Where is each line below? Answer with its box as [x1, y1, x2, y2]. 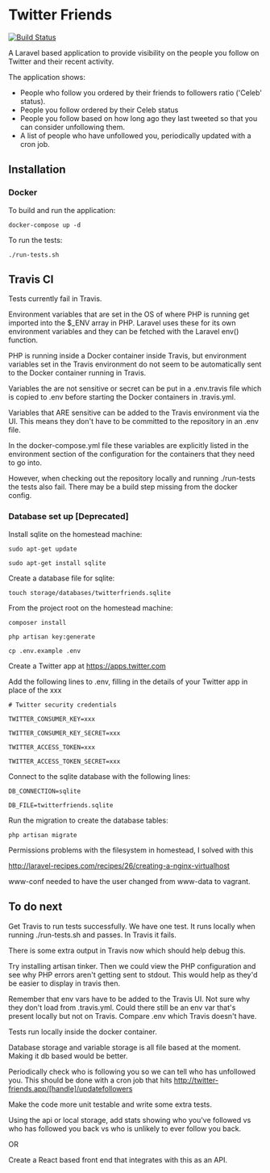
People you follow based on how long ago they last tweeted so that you [19, 113, 258, 123]
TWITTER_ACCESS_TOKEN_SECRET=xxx [8, 757, 121, 765]
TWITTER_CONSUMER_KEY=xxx [8, 714, 95, 723]
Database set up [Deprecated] [8, 511, 129, 522]
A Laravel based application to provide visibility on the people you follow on [8, 48, 260, 57]
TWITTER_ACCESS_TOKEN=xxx [8, 743, 95, 752]
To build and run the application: [8, 205, 116, 215]
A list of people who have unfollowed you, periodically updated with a [19, 131, 251, 140]
